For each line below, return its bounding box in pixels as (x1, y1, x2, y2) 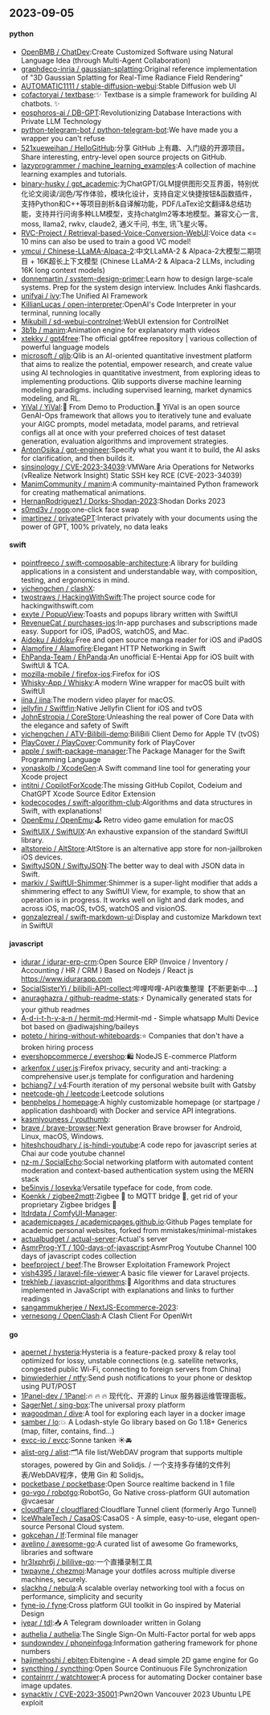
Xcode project (20, 772, 68, 781)
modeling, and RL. (20, 394, 81, 403)
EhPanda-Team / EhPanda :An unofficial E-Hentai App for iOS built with (20, 652, 255, 662)
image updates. (20, 1681, 73, 1691)
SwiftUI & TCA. (20, 660, 71, 670)
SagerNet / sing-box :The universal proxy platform (20, 1400, 186, 1410)
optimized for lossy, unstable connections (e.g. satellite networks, (20, 1356, 239, 1366)
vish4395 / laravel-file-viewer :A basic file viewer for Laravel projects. (20, 1268, 250, 1278)
